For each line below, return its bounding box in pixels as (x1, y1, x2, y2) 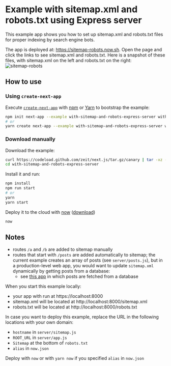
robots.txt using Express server (5, 14, 142, 26)
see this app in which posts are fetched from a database (20, 273, 138, 279)
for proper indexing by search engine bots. (5, 37, 95, 43)
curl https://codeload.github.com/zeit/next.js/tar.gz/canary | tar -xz (5, 157, 163, 162)
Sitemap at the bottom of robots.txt (12, 340, 88, 346)
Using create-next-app (5, 93, 62, 100)
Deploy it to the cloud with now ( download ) (5, 209, 96, 215)
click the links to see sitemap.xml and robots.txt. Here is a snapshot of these (5, 52, 165, 58)
